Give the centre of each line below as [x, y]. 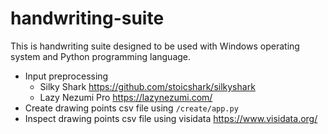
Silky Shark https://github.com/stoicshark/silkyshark [147, 86]
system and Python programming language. [101, 56]
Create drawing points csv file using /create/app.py [131, 108]
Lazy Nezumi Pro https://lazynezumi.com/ [126, 97]
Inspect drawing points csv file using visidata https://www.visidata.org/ [171, 118]
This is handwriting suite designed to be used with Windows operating [155, 46]
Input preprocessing [66, 76]
